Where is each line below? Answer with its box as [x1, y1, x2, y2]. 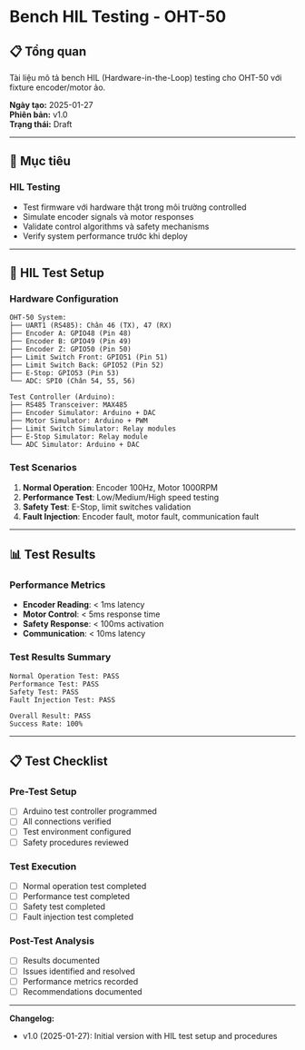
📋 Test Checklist [9, 754, 108, 769]
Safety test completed [22, 901, 106, 912]
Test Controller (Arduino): [9, 392, 116, 401]
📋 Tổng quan [9, 44, 87, 59]
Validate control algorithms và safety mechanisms [22, 221, 210, 232]
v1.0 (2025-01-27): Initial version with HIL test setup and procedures [22, 1030, 278, 1041]
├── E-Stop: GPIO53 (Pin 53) [9, 369, 120, 378]
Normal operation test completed [22, 880, 147, 891]
